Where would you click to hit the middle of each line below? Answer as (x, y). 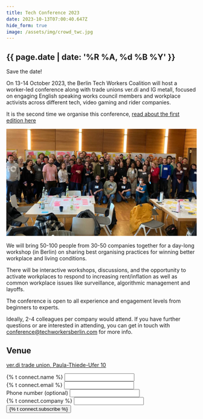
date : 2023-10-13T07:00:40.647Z (47, 19)
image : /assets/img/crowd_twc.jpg (50, 32)
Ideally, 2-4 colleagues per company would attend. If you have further (93, 319)
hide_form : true (27, 25)
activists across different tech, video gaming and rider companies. (89, 102)
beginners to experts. (33, 307)
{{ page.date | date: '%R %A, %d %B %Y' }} (91, 57)
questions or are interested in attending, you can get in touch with (88, 325)
